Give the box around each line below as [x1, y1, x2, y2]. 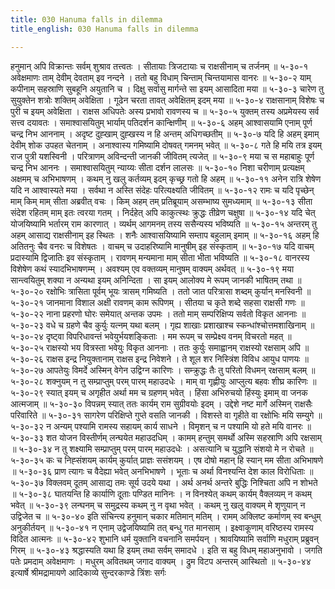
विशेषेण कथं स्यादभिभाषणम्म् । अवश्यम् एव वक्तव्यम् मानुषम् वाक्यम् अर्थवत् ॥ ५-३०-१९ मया [10, 262, 295, 275]
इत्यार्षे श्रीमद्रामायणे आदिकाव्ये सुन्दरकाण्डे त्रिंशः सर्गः [10, 566, 167, 578]
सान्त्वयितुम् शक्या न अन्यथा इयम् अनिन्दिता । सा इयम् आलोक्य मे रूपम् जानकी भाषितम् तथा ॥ [10, 274, 302, 286]
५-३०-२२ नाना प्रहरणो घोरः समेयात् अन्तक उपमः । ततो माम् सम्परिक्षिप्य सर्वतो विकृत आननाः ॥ [10, 307, 307, 320]
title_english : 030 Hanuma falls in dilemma [10, 24, 199, 34]
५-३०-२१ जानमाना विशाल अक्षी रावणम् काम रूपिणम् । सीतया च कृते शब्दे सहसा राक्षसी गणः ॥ [10, 296, 305, 308]
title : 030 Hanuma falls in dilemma [10, 14, 163, 25]
